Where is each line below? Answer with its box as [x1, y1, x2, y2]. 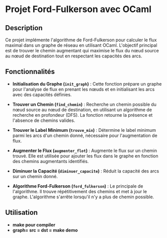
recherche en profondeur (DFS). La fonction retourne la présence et [12, 112, 153, 118]
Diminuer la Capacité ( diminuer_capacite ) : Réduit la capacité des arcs [12, 168, 159, 174]
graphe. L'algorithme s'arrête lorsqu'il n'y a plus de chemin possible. [12, 194, 154, 200]
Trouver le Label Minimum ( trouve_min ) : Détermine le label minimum [12, 127, 156, 133]
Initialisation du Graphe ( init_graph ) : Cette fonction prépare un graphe [12, 81, 162, 87]
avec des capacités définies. [12, 92, 72, 98]
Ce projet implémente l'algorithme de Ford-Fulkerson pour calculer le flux [5, 37, 157, 43]
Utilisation [5, 208, 38, 217]
